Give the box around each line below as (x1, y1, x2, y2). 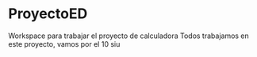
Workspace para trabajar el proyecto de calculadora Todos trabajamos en (8, 31, 250, 40)
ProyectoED (8, 5, 88, 23)
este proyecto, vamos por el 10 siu (8, 39, 121, 48)
